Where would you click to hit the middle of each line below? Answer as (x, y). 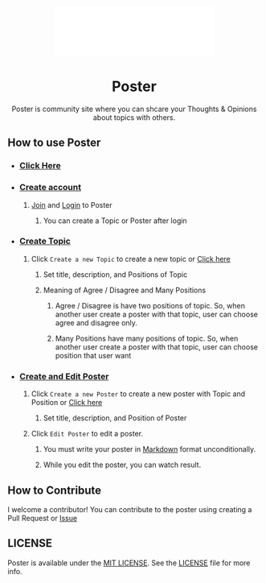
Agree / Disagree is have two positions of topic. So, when (150, 305)
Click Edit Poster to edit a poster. (87, 434)
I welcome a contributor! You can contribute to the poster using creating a (130, 509)
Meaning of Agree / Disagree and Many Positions (125, 290)
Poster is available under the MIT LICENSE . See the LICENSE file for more (129, 563)
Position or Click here (67, 403)
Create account (50, 188)
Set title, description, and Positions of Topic (115, 274)
